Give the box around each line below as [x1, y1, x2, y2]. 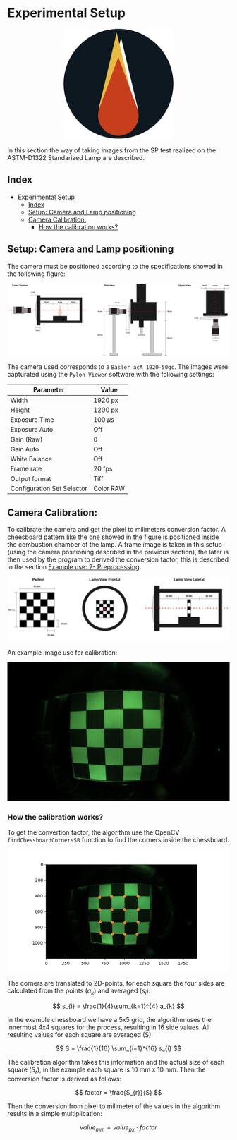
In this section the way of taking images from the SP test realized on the [7, 146, 217, 154]
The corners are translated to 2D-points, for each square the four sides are [7, 979, 225, 988]
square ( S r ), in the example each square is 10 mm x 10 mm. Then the [7, 1065, 206, 1075]
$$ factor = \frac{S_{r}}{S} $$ [75, 1088, 162, 1096]
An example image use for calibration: [7, 648, 118, 657]
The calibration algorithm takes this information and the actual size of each [7, 1058, 225, 1067]
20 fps [93, 464, 113, 473]
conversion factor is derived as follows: [7, 1074, 122, 1083]
